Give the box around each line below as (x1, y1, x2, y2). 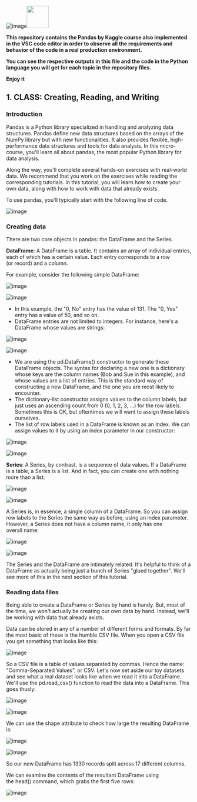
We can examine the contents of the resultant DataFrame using (6, 771, 159, 779)
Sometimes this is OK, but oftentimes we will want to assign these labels (14, 408, 190, 415)
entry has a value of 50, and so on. (14, 311, 99, 318)
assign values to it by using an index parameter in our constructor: (14, 427, 175, 434)
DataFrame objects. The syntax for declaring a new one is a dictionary (14, 364, 185, 371)
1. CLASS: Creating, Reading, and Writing (6, 92, 159, 102)
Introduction (6, 110, 42, 118)
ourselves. (14, 414, 40, 421)
